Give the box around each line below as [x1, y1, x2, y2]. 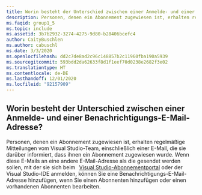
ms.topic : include [6, 25, 52, 32]
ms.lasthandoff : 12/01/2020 [6, 76, 77, 82]
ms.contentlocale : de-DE [6, 70, 69, 76]
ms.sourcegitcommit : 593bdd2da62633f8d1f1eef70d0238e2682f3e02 [6, 59, 168, 65]
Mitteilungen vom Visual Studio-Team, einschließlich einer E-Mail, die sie [6, 145, 186, 152]
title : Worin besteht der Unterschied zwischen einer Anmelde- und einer [6, 8, 195, 15]
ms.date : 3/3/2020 [6, 48, 52, 54]
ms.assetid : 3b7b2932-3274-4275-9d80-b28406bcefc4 [6, 31, 136, 37]
